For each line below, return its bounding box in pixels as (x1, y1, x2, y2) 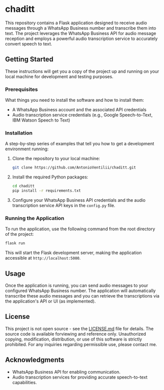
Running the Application (5, 215, 65, 221)
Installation (5, 130, 33, 136)
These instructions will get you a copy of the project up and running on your (5, 68, 159, 74)
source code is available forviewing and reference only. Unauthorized (5, 331, 146, 337)
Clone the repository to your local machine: (12, 156, 100, 162)
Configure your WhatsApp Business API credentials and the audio (12, 197, 146, 203)
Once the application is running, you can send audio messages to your (5, 282, 149, 288)
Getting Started (5, 55, 54, 64)
